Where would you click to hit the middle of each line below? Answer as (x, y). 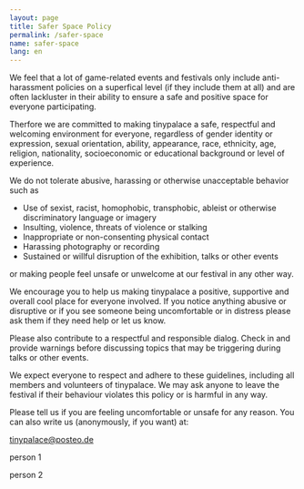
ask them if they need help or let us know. (88, 321)
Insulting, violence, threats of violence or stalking (115, 228)
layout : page (34, 18)
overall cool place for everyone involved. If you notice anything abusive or (148, 301)
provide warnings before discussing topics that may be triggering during (145, 348)
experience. (32, 163)
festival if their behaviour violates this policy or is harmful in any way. (139, 395)
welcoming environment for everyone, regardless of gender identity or (141, 134)
